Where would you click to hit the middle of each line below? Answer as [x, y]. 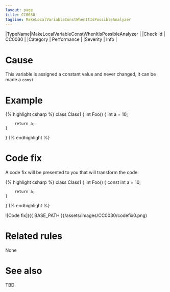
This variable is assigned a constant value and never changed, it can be [81, 74]
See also [24, 271]
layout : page [19, 10]
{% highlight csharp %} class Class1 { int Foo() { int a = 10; [67, 114]
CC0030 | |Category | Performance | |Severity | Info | [61, 39]
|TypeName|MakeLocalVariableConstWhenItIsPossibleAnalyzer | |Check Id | [85, 34]
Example [24, 100]
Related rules [34, 236]
